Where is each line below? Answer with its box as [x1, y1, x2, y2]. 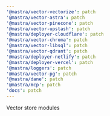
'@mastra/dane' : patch [6, 76, 63, 82]
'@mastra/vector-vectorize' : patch [6, 8, 96, 15]
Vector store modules [6, 104, 60, 111]
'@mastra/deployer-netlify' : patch [6, 54, 96, 60]
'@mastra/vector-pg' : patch [6, 71, 77, 77]
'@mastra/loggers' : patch [6, 65, 71, 71]
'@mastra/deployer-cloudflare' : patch [6, 31, 104, 37]
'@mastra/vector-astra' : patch [6, 14, 85, 21]
